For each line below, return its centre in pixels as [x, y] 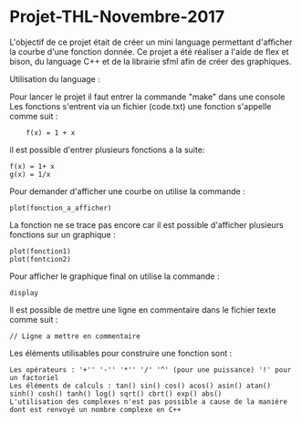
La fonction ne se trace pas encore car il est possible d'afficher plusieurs [147, 224]
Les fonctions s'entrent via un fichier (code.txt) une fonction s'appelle [141, 106]
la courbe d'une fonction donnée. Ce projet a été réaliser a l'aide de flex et [149, 51]
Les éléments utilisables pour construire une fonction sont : [121, 353]
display [24, 293]
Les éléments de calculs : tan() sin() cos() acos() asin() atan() [141, 386]
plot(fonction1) [40, 251]
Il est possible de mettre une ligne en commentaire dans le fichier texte [143, 310]
